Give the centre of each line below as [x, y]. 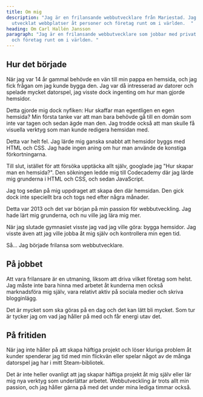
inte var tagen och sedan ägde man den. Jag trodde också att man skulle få [101, 123]
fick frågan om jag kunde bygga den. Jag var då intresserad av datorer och [100, 85]
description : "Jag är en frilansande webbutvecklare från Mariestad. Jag [101, 18]
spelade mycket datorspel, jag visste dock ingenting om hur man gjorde [96, 92]
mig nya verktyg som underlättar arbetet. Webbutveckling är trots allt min [98, 381]
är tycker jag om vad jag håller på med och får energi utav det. [84, 316]
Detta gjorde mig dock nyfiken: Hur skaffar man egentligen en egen [90, 110]
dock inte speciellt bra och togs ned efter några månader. [78, 197]
